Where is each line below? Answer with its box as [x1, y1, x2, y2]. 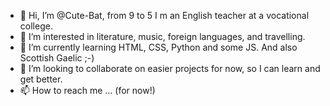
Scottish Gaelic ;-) [19, 52, 95, 64]
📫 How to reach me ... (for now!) [19, 85, 156, 96]
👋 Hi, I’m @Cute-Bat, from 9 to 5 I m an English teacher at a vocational [19, 10, 310, 21]
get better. [19, 73, 63, 85]
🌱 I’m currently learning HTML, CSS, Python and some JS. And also [19, 41, 298, 53]
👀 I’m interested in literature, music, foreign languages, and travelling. [19, 31, 306, 42]
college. [19, 20, 53, 32]
